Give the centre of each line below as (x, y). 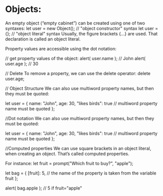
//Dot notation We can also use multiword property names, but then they (80, 118)
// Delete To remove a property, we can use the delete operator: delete (78, 73)
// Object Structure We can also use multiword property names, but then (79, 88)
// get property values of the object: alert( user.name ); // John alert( (75, 58)
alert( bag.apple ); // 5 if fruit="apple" (44, 188)
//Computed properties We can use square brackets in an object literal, (78, 148)
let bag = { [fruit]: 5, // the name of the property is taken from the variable (81, 173)
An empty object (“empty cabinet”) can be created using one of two (75, 23)
